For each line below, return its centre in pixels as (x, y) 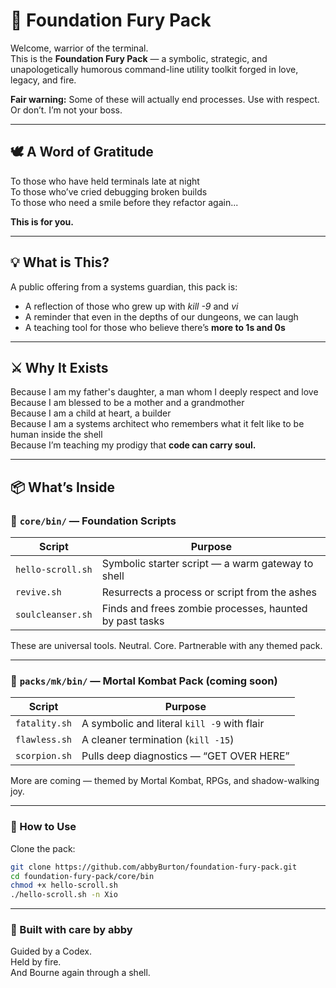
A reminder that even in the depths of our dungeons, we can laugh (161, 316)
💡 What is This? (60, 262)
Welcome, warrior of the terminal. (79, 48)
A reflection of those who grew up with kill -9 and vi (131, 306)
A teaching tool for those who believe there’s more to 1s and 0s (155, 327)
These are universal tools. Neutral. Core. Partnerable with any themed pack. (166, 646)
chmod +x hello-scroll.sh (64, 885)
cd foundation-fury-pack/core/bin (82, 876)
